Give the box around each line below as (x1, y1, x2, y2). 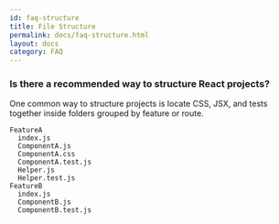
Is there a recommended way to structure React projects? (9, 78, 270, 91)
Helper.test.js (17, 174, 76, 183)
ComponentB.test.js (17, 206, 92, 215)
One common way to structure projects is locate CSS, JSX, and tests (9, 98, 268, 110)
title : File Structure (9, 22, 96, 31)
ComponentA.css (17, 150, 76, 159)
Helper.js (17, 165, 55, 175)
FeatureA (9, 125, 43, 135)
